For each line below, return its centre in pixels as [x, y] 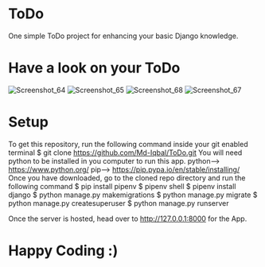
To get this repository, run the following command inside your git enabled [128, 144]
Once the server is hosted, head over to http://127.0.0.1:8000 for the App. [128, 219]
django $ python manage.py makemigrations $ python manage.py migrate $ [133, 195]
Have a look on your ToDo [94, 68]
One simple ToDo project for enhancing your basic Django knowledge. [123, 36]
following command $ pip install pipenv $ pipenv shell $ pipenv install [122, 186]
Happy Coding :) [63, 250]
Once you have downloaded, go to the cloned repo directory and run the [127, 178]
